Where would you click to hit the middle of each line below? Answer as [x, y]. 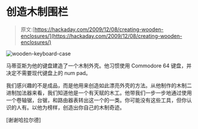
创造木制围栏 [37, 12]
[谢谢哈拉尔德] [24, 120]
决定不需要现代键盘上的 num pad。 [49, 73]
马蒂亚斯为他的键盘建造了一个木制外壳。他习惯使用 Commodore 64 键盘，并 [99, 66]
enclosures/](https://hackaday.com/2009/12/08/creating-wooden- [101, 36]
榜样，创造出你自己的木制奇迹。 [86, 107]
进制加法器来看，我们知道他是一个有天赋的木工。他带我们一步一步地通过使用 [99, 93]
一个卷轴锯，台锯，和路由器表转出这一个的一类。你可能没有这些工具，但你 [96, 100]
